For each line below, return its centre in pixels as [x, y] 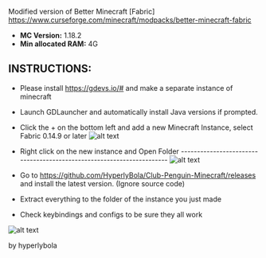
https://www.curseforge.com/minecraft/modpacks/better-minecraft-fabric [130, 20]
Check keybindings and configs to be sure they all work [111, 214]
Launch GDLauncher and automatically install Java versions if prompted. [139, 111]
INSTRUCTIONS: [50, 69]
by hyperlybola [33, 245]
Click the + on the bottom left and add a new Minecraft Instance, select [136, 127]
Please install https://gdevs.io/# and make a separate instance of [126, 88]
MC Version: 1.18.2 [51, 35]
